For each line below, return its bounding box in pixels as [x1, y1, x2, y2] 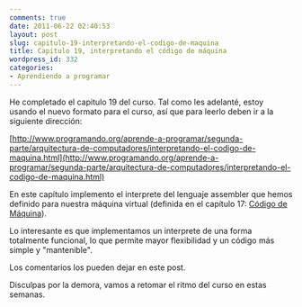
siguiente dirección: [9, 115, 83, 126]
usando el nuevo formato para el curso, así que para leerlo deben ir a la [9, 105, 274, 117]
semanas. [9, 289, 46, 300]
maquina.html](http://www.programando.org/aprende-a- [9, 152, 219, 163]
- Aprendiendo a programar [9, 72, 111, 81]
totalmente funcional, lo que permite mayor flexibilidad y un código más [9, 235, 275, 246]
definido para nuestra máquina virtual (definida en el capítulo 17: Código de [9, 198, 288, 209]
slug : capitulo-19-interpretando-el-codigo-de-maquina [9, 38, 219, 48]
